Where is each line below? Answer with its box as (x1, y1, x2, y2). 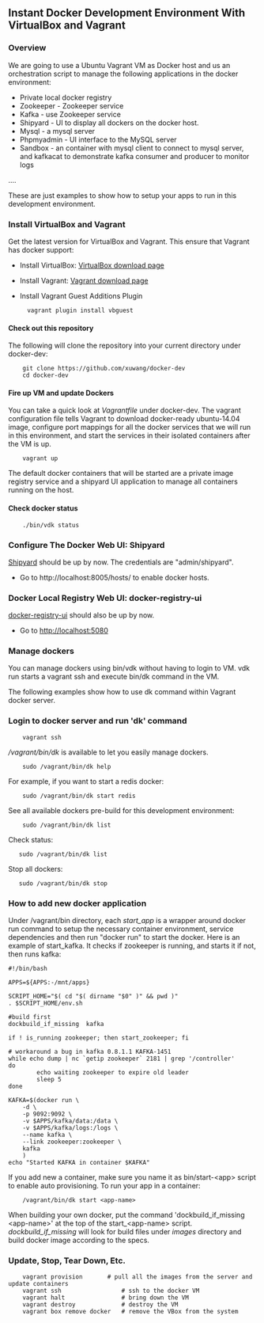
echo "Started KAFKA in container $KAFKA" (8, 1159, 150, 1167)
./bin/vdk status (22, 521, 80, 529)
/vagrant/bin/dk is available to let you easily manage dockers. (8, 747, 209, 757)
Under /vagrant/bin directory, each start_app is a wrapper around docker (8, 916, 247, 926)
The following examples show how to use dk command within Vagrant (8, 687, 236, 697)
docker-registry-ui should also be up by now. (8, 610, 155, 620)
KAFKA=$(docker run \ (8, 1097, 80, 1104)
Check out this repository (8, 323, 94, 333)
